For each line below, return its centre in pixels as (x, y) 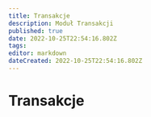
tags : (17, 46)
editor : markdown (38, 53)
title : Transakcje (39, 16)
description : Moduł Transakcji (61, 23)
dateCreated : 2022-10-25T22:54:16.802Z (75, 61)
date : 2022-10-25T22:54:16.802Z (63, 38)
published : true (36, 31)
